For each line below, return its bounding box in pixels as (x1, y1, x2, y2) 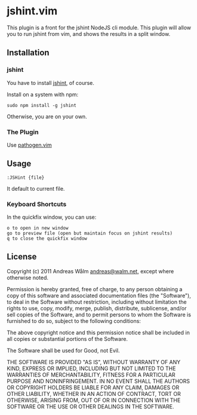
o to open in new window (7, 225, 69, 231)
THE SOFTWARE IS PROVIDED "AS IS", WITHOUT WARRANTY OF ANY (7, 358, 181, 365)
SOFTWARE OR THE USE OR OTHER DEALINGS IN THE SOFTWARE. (7, 402, 174, 410)
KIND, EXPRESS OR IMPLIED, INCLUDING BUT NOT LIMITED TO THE (7, 365, 176, 372)
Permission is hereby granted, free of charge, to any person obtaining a (7, 285, 183, 292)
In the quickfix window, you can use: (7, 213, 97, 221)
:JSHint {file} (7, 175, 45, 181)
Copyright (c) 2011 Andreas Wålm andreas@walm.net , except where (7, 267, 174, 274)
